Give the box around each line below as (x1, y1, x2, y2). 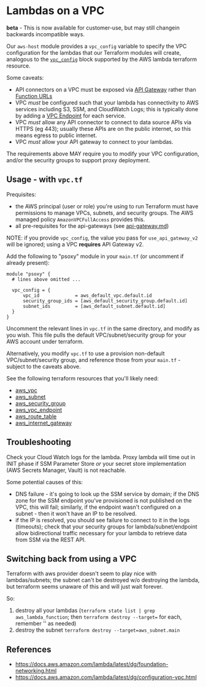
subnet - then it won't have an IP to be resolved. (15, 509, 137, 517)
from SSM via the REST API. (15, 536, 86, 543)
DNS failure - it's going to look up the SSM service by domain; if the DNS (15, 490, 199, 498)
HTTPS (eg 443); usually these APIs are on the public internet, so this (15, 125, 191, 132)
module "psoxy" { (6, 271, 51, 277)
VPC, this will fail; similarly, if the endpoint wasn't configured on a (15, 503, 181, 511)
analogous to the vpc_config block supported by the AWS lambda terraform (6, 55, 197, 63)
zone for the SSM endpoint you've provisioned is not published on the (15, 497, 192, 504)
